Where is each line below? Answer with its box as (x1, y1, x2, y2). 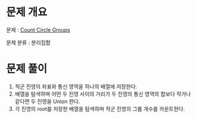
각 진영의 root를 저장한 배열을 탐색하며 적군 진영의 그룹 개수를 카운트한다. (14, 105, 186, 112)
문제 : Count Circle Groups (6, 26, 70, 33)
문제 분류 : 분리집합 (6, 39, 51, 46)
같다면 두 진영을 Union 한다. (14, 98, 80, 105)
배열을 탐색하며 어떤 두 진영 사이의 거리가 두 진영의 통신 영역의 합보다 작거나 (14, 90, 192, 97)
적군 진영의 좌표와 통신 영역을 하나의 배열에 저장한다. (14, 83, 137, 90)
